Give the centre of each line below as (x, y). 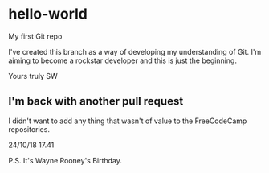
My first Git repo (35, 36)
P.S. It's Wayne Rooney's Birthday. (65, 160)
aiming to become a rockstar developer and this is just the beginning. (122, 60)
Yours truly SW (33, 76)
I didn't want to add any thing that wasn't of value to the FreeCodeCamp (128, 121)
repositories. (29, 129)
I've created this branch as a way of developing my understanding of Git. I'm (135, 51)
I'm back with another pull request (96, 101)
